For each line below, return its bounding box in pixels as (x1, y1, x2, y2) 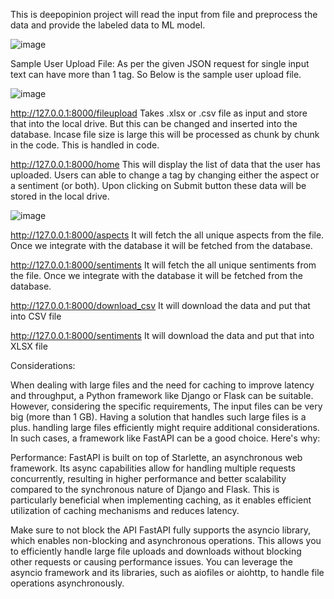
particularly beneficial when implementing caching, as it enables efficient (10, 494, 312, 506)
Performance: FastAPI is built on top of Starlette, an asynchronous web (10, 452, 303, 463)
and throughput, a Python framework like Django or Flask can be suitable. (10, 390, 314, 401)
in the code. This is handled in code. (10, 139, 160, 151)
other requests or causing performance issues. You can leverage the (10, 556, 293, 568)
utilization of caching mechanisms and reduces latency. (10, 505, 240, 516)
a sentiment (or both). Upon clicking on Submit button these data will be (10, 180, 307, 191)
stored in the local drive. (10, 190, 110, 202)
